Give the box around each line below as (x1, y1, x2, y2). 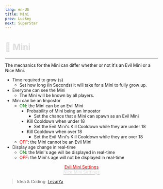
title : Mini (5, 12, 29, 17)
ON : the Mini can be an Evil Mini (19, 103, 83, 109)
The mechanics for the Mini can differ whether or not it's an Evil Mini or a (5, 62, 151, 68)
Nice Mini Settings (63, 169, 100, 175)
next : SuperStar (5, 20, 38, 26)
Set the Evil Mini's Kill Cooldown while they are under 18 (33, 124, 146, 130)
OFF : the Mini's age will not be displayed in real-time (19, 154, 125, 161)
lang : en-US (5, 7, 29, 12)
